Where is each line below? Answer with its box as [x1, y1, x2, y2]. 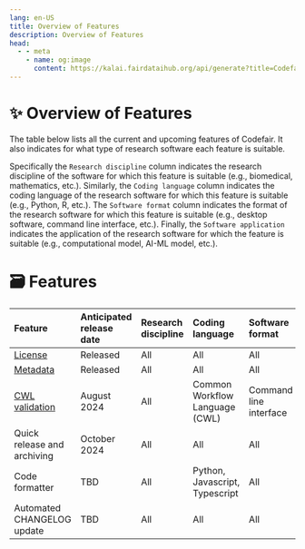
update [14, 524, 44, 536]
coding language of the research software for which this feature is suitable [9, 190, 289, 201]
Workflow [192, 389, 234, 402]
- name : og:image [25, 55, 92, 64]
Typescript [192, 486, 239, 499]
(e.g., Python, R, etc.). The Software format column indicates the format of [9, 199, 288, 210]
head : [9, 38, 30, 48]
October [80, 432, 116, 445]
